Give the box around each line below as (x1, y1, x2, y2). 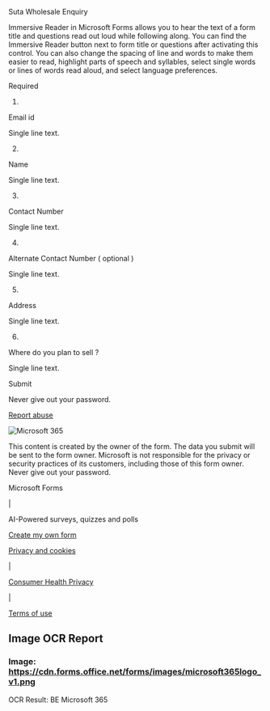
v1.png (8, 676, 36, 688)
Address (8, 301, 36, 310)
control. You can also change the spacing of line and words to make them (8, 49, 253, 57)
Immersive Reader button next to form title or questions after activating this (8, 40, 259, 49)
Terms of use (8, 608, 53, 618)
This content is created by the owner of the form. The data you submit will (8, 442, 255, 451)
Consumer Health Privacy (8, 578, 95, 586)
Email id (8, 112, 35, 122)
